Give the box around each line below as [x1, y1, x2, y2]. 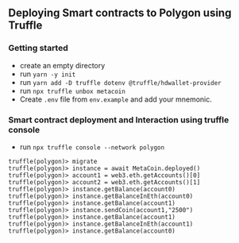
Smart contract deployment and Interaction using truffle [8, 114, 229, 125]
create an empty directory [19, 60, 106, 70]
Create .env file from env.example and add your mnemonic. [19, 94, 213, 104]
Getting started [8, 43, 69, 54]
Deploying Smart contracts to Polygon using [8, 6, 232, 20]
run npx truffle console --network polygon [19, 142, 165, 152]
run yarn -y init [19, 69, 76, 79]
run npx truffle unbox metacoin [19, 86, 125, 95]
